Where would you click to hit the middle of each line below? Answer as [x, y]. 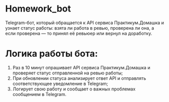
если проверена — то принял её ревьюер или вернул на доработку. [79, 33]
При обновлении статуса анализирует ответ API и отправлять [79, 78]
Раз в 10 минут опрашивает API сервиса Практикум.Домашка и [81, 67]
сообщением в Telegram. [39, 94]
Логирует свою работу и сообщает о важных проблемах [74, 89]
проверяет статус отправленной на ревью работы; [68, 73]
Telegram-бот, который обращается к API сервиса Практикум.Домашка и [85, 23]
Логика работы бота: [52, 54]
